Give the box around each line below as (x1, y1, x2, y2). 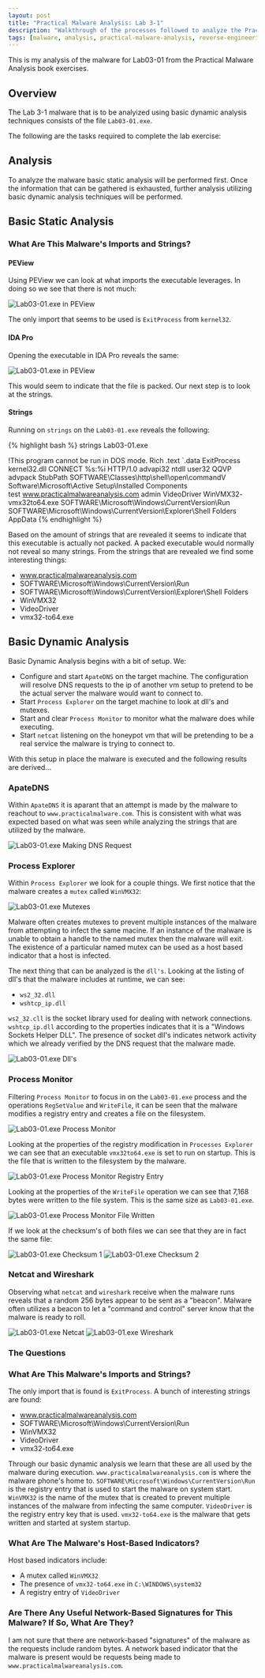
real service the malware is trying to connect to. (19, 738, 175, 748)
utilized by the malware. (8, 825, 86, 835)
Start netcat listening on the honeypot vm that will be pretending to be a (19, 730, 254, 740)
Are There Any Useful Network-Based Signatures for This (8, 1608, 233, 1619)
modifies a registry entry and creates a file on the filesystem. (8, 1108, 207, 1118)
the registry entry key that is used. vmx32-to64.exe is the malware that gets (8, 1510, 251, 1519)
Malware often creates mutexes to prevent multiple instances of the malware (8, 918, 257, 927)
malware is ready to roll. (8, 1312, 87, 1322)
